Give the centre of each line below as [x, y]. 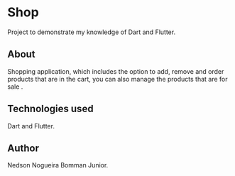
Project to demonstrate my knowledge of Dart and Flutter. [92, 32]
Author [23, 148]
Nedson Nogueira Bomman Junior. [58, 165]
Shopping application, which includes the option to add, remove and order [116, 71]
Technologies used [50, 109]
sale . [15, 87]
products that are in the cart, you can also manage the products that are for [118, 79]
